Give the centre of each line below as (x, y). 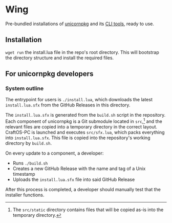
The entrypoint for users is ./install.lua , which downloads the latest (79, 100)
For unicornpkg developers (49, 74)
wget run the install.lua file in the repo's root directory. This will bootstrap (82, 52)
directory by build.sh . (29, 143)
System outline (25, 88)
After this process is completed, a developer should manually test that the (83, 190)
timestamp (24, 174)
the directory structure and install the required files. (60, 58)
